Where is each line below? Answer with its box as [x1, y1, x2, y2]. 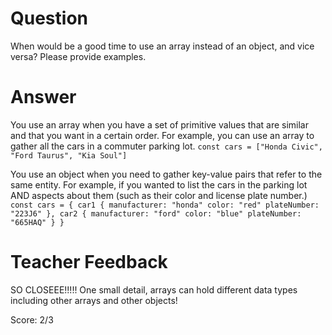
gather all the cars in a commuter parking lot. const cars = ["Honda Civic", [10, 140, 323, 152]
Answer [10, 86, 77, 109]
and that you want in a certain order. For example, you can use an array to [10, 129, 315, 141]
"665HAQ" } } [10, 217, 65, 227]
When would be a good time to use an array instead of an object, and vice [10, 40, 315, 52]
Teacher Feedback [10, 251, 168, 274]
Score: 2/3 [10, 313, 54, 326]
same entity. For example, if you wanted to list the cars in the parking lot [10, 178, 308, 191]
